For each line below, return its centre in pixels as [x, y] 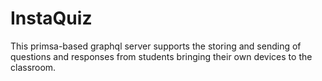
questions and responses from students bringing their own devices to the [161, 56]
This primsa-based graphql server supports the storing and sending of [156, 46]
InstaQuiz [51, 18]
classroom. [33, 67]
